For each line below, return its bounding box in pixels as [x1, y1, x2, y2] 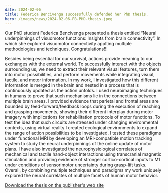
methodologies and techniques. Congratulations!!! [5, 46, 108, 52]
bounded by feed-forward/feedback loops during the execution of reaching [5, 103, 161, 110]
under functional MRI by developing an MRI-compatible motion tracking [5, 135, 152, 141]
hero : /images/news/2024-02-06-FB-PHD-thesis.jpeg [5, 16, 113, 21]
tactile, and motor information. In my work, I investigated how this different [5, 77, 158, 83]
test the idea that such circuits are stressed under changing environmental [5, 119, 158, 125]
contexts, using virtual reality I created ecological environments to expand [5, 125, 157, 131]
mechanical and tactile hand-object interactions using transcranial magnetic [5, 151, 162, 157]
